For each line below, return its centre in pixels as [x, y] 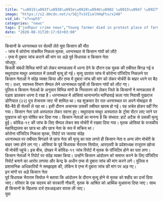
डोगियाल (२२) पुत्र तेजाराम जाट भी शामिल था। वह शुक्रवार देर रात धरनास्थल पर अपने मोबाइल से [78, 101]
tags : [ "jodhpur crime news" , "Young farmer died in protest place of [77, 28]
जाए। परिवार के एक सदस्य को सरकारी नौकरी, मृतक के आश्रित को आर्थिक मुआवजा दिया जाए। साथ [81, 183]
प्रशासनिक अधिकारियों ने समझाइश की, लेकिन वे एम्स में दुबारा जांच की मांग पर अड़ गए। [71, 166]
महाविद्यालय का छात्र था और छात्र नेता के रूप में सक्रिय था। [50, 128]
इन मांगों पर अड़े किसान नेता [26, 172]
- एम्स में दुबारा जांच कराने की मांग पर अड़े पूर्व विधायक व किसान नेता [57, 57]
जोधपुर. [11, 62]
